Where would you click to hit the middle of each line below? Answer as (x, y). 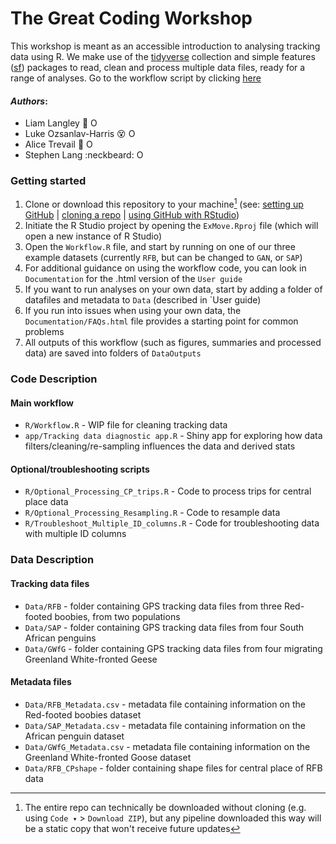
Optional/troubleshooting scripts (80, 469)
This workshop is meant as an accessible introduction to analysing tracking (165, 46)
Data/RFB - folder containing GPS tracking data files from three (153, 606)
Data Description (52, 560)
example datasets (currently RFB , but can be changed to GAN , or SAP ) (163, 258)
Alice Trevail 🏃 (54, 144)
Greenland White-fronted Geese (91, 659)
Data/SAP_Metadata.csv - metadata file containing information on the (165, 725)
